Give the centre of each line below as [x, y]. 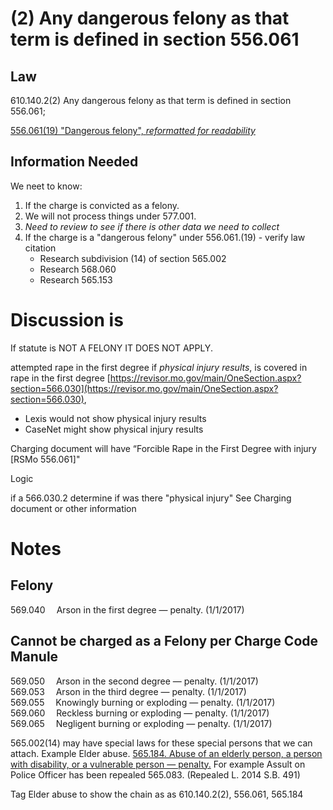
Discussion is [67, 320]
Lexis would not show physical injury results [115, 418]
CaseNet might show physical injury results [114, 429]
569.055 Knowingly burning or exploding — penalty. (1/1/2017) [143, 702]
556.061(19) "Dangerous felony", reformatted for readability [133, 130]
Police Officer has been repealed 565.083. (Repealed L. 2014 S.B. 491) [155, 774]
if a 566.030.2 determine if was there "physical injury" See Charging [151, 498]
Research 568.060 [78, 269]
